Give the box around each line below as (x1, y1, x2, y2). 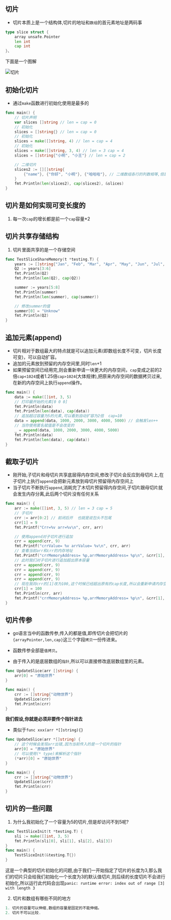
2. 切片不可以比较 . (5, 910, 41, 915)
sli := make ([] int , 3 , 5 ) (14, 833, 70, 839)
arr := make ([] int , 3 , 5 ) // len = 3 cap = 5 (14, 506, 113, 511)
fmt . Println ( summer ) (14, 290, 58, 295)
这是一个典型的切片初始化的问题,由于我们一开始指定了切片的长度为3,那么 (5, 867, 158, 873)
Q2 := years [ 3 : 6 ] (14, 266, 51, 271)
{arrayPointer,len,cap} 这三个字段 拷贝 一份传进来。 (12, 636, 120, 643)
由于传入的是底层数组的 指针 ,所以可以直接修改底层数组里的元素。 (12, 658, 147, 665)
